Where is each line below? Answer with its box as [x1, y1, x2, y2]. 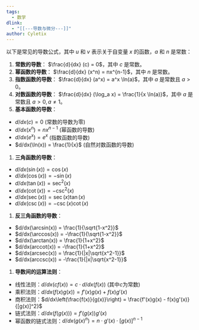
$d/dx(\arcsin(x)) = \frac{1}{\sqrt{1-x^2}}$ [14, 224, 119, 231]
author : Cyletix [6, 31, 47, 37]
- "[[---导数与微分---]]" [11, 25, 72, 32]
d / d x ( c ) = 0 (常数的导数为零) [14, 118, 85, 126]
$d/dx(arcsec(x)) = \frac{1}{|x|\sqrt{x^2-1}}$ [14, 249, 125, 256]
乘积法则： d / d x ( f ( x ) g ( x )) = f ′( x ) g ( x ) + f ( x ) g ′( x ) [14, 288, 127, 295]
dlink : [6, 20, 23, 26]
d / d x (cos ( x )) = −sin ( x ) [14, 172, 72, 179]
